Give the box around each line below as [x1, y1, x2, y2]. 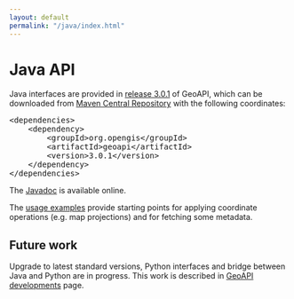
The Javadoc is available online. [9, 185, 127, 196]
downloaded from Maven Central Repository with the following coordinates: [9, 98, 286, 109]
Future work [9, 237, 78, 253]
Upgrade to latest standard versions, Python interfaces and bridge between [9, 261, 286, 271]
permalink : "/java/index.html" [9, 21, 125, 30]
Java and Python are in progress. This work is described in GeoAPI [9, 271, 254, 281]
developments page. [9, 280, 84, 291]
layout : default [9, 12, 69, 22]
